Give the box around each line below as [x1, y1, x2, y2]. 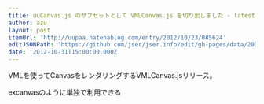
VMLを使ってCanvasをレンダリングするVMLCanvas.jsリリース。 [8, 71, 217, 80]
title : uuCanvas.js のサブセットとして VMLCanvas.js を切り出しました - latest [8, 11, 255, 20]
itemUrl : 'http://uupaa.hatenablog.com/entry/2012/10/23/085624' [8, 33, 226, 42]
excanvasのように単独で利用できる [8, 87, 122, 97]
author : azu [8, 19, 47, 27]
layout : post [8, 26, 51, 34]
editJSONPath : [8, 41, 55, 49]
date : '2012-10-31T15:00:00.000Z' [8, 48, 122, 56]
